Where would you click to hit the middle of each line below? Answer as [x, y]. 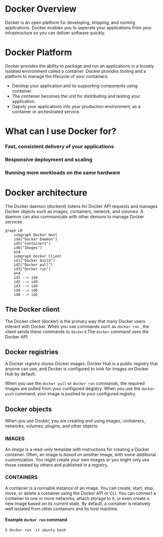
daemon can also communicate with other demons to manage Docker [75, 216]
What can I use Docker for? [61, 131]
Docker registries [32, 352]
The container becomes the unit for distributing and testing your [76, 96]
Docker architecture [46, 193]
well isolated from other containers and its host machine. [62, 509]
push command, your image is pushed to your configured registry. [71, 394]
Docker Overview [41, 9]
